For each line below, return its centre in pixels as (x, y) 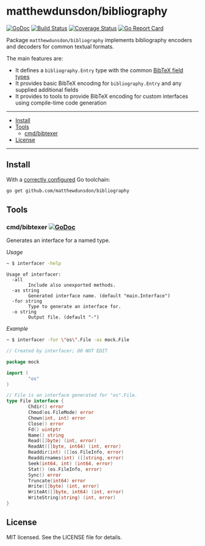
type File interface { (35, 401)
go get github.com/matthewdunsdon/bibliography (68, 191)
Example (17, 329)
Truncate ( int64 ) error (57, 481)
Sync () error (45, 475)
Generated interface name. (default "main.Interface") (99, 296)
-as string (26, 291)
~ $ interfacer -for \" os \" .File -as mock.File (68, 340)
